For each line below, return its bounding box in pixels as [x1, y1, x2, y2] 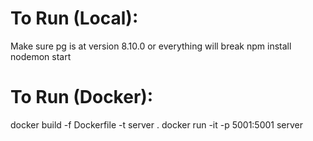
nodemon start [10, 50, 72, 62]
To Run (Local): [10, 7, 139, 30]
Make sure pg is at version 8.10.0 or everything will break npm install [10, 40, 292, 52]
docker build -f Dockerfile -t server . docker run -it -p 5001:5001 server [10, 118, 304, 131]
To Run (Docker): [10, 86, 154, 109]
